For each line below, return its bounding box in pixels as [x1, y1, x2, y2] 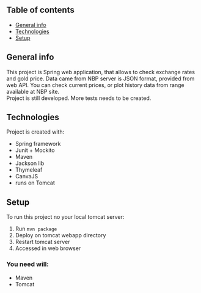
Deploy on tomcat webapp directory [15, 232, 106, 239]
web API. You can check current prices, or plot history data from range [6, 81, 185, 88]
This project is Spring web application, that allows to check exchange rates [6, 68, 196, 75]
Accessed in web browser [15, 245, 81, 252]
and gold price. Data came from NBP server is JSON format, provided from [6, 75, 195, 82]
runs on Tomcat [15, 179, 55, 186]
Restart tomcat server [15, 238, 70, 246]
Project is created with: [6, 128, 65, 135]
